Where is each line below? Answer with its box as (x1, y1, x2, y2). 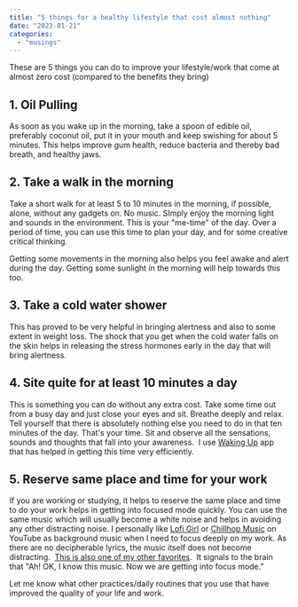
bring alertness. (9, 350, 67, 360)
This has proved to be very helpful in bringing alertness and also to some (9, 321, 277, 332)
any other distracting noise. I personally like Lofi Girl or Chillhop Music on (9, 524, 277, 534)
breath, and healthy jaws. (9, 149, 102, 160)
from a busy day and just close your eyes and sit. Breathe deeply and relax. (9, 408, 285, 419)
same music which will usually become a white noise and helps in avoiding (9, 514, 282, 524)
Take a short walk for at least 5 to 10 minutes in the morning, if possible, (9, 198, 272, 209)
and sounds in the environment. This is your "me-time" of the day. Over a (9, 217, 277, 227)
